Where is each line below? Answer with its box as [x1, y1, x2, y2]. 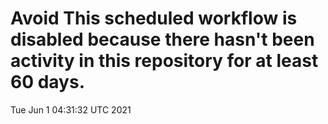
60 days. [10, 71, 86, 94]
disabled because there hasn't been [10, 28, 315, 51]
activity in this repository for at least [10, 50, 319, 72]
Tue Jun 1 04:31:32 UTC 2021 [10, 103, 132, 116]
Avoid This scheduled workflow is [10, 7, 298, 30]
